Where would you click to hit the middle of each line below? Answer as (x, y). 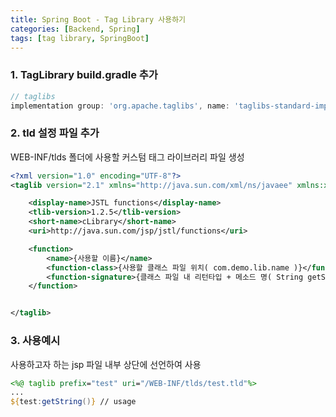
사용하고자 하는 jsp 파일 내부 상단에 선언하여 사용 (106, 364)
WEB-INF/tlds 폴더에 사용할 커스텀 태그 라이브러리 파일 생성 (127, 157)
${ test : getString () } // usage (73, 402)
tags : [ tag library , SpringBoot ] (80, 38)
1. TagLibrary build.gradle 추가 (84, 75)
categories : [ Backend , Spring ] (75, 29)
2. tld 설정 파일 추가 (55, 133)
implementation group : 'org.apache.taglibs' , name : (120, 106)
